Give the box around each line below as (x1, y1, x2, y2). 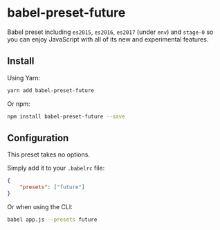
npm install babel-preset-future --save (7, 113, 126, 120)
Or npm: (7, 99, 31, 108)
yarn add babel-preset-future (7, 87, 95, 94)
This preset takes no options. (7, 150, 90, 159)
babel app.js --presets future (7, 216, 98, 223)
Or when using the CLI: (7, 202, 73, 211)
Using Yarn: (7, 73, 41, 82)
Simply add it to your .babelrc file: (7, 164, 105, 172)
